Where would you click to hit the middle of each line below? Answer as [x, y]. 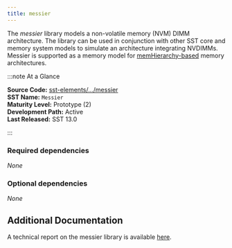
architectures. [27, 62]
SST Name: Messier [35, 97]
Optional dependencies [47, 183]
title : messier [29, 14]
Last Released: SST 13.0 [42, 119]
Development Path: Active [45, 112]
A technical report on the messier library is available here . [89, 237]
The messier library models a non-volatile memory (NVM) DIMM [99, 33]
